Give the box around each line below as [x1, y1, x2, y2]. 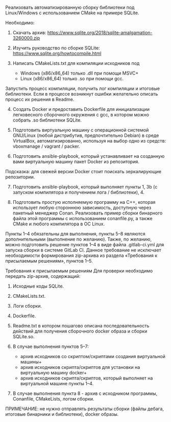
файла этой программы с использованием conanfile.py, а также [12, 216, 153, 221]
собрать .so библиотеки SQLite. [12, 117, 82, 123]
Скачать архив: [12, 30, 46, 35]
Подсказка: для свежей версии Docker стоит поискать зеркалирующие [5, 169, 162, 174]
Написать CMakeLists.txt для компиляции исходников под [12, 60, 140, 66]
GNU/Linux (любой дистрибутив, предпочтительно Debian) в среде [12, 132, 159, 138]
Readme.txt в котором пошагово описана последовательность [12, 323, 150, 329]
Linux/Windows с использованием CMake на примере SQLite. [5, 10, 139, 16]
